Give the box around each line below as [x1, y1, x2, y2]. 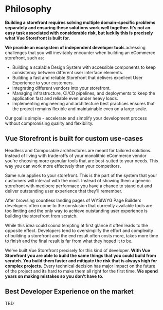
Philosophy [5, 3, 52, 15]
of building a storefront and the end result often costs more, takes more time [5, 232, 158, 238]
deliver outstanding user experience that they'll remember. [5, 188, 123, 194]
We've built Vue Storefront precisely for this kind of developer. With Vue [5, 247, 151, 253]
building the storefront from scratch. [5, 213, 78, 219]
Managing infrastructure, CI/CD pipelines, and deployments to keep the [12, 90, 156, 96]
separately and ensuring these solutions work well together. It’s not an [5, 24, 151, 30]
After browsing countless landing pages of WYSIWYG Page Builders [5, 197, 142, 203]
